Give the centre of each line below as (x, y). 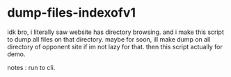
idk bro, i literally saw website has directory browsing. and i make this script (116, 32)
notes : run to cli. (31, 67)
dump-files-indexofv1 (72, 13)
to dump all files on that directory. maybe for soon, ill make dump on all (109, 39)
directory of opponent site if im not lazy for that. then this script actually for (115, 46)
